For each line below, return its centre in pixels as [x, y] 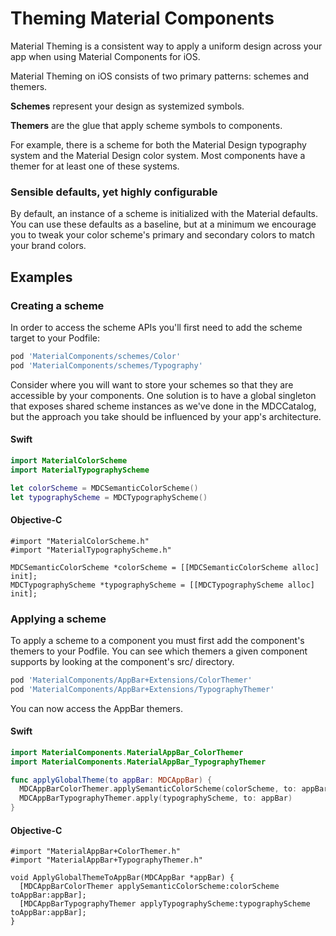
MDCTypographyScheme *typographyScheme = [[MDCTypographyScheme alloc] [162, 585]
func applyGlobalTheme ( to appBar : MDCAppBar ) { [111, 780]
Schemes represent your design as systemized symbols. [127, 106]
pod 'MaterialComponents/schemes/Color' [96, 356]
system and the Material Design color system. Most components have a [158, 155]
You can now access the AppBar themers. [96, 708]
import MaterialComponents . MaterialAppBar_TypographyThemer [138, 762]
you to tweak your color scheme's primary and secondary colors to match [162, 235]
